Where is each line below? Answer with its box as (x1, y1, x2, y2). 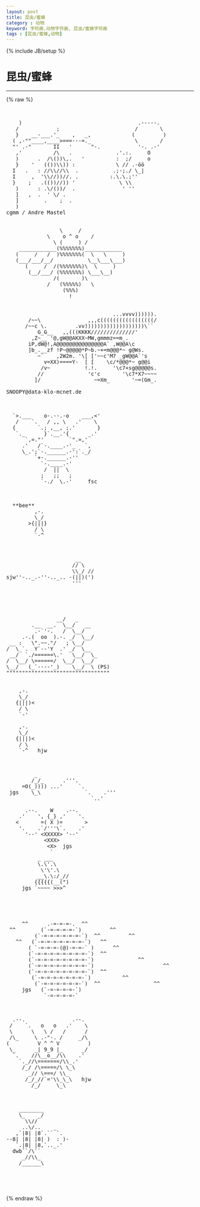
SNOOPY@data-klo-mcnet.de (6, 389, 82, 395)
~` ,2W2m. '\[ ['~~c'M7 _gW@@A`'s (37, 353, 148, 359)
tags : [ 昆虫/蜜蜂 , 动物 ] (6, 31, 62, 37)
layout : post (6, 8, 39, 15)
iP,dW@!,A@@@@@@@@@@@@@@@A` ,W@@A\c (28, 341, 135, 347)
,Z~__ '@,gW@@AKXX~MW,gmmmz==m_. (31, 335, 129, 341)
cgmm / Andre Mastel (6, 209, 67, 216)
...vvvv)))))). (112, 311, 157, 317)
